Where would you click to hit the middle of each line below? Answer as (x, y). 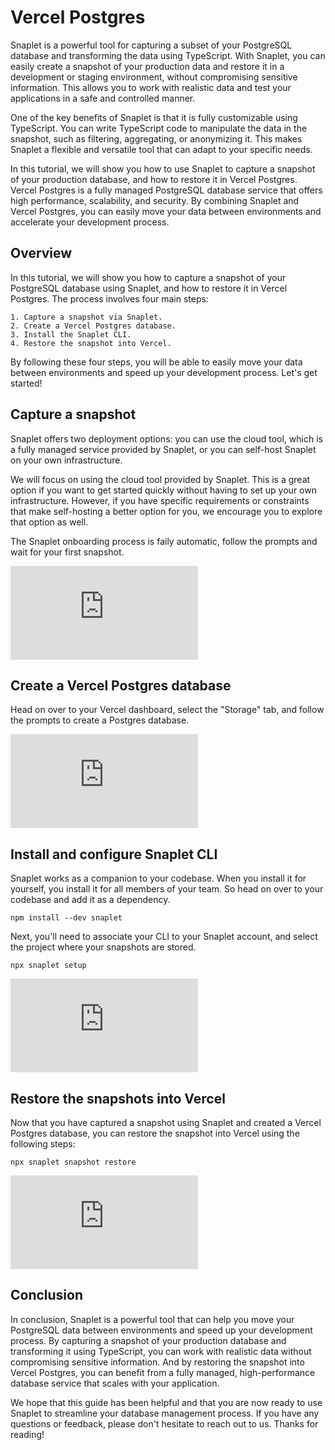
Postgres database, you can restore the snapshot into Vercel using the (155, 1133)
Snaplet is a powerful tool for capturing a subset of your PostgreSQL (151, 45)
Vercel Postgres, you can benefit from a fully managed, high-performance (163, 1372)
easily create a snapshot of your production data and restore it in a (147, 66)
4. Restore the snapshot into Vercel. (91, 343)
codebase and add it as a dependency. (90, 900)
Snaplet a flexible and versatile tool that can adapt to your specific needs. (161, 149)
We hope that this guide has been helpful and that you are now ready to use (166, 1402)
